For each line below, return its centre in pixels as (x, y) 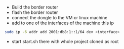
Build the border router (35, 7)
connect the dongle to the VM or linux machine (60, 18)
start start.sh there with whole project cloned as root (65, 41)
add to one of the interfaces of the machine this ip (63, 23)
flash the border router (35, 12)
